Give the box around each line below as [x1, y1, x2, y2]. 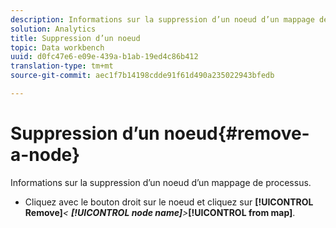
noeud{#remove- [163, 122, 310, 145]
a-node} [10, 144, 81, 166]
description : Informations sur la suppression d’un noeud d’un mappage [10, 14, 315, 25]
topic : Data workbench [10, 42, 105, 53]
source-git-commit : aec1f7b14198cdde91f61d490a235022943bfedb [10, 71, 275, 81]
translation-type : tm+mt [10, 61, 114, 71]
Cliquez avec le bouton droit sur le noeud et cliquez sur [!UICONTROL [24, 196, 314, 208]
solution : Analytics [10, 24, 97, 34]
